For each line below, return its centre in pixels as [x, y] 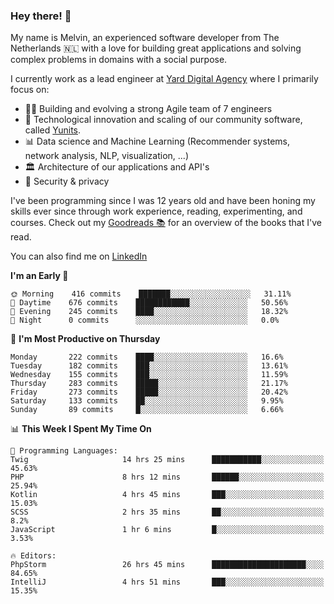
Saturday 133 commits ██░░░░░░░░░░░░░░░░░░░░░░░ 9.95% [147, 401]
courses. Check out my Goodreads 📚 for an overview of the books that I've [166, 223]
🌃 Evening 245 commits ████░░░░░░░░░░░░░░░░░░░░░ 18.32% [149, 312]
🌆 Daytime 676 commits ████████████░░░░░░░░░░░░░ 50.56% [149, 303]
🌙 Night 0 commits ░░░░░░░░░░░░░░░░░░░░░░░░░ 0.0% [145, 320]
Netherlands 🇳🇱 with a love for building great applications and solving [156, 48]
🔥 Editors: [33, 556]
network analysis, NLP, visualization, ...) [106, 156]
